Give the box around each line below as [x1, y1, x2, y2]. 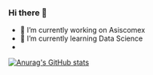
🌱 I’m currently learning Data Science [19, 34, 143, 43]
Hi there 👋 [8, 7, 48, 18]
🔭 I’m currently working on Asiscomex [19, 26, 146, 35]
